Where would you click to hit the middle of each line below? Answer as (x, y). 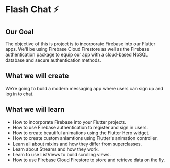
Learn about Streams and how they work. (56, 149)
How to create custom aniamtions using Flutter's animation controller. (85, 138)
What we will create (37, 76)
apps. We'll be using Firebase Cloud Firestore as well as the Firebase (77, 49)
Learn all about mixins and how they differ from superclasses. (77, 144)
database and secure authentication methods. (53, 60)
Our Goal (20, 31)
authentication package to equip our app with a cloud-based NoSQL (77, 54)
